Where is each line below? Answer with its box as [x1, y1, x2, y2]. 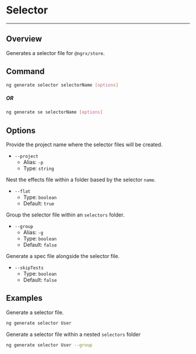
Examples [6, 293, 43, 303]
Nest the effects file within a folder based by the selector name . [6, 176, 156, 183]
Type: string [23, 165, 54, 172]
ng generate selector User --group [6, 342, 93, 348]
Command [6, 67, 45, 77]
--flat [14, 188, 31, 195]
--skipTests [14, 265, 44, 271]
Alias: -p [23, 159, 44, 166]
